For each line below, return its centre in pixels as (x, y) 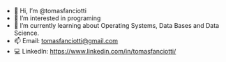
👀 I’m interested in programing (57, 18)
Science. (27, 33)
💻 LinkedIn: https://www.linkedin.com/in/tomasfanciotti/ (95, 51)
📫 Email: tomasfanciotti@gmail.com (66, 41)
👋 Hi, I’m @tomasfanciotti (50, 11)
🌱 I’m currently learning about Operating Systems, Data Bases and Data (116, 25)
